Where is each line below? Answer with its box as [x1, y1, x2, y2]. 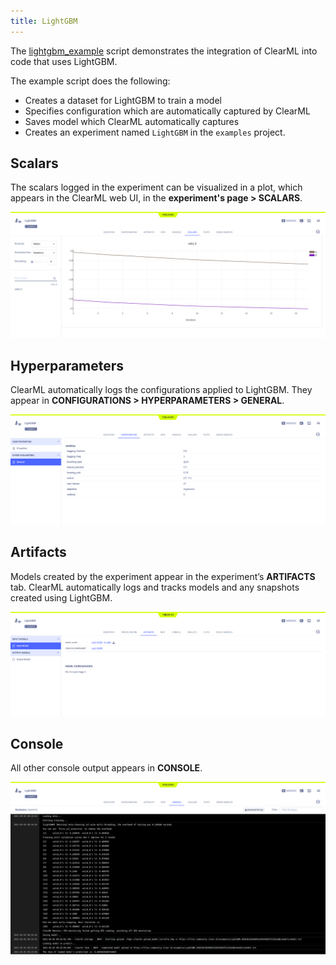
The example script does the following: [10, 75, 171, 87]
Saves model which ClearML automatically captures [24, 115, 240, 127]
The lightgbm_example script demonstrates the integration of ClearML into [10, 45, 318, 57]
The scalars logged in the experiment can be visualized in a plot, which [10, 181, 303, 194]
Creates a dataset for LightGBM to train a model [24, 94, 222, 106]
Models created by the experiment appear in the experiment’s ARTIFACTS [10, 570, 316, 582]
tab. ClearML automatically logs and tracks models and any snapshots [10, 581, 300, 593]
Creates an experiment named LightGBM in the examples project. [24, 126, 286, 138]
